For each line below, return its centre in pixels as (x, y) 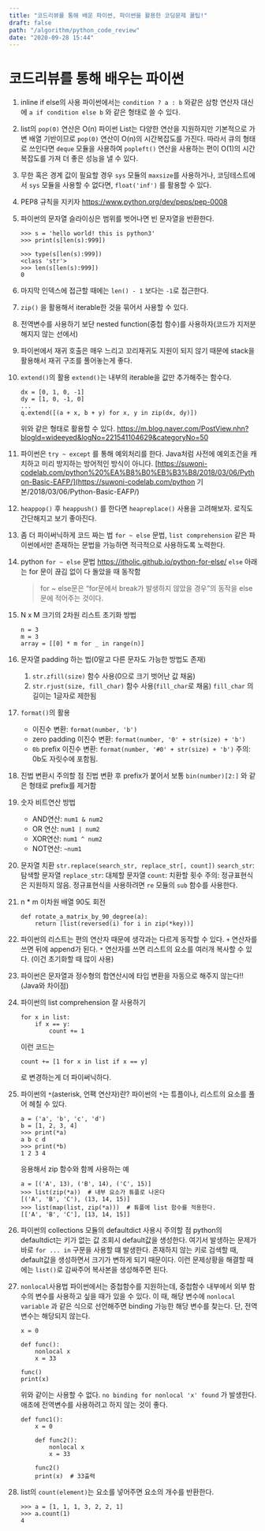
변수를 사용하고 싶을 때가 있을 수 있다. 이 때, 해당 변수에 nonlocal (135, 1296)
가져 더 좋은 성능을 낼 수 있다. (93, 159)
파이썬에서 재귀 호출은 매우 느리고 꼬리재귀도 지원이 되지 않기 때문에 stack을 (138, 351)
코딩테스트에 (236, 175)
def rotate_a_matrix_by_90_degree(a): (84, 917)
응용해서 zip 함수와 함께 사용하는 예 (75, 1169)
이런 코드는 (37, 1047)
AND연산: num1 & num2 (67, 819)
